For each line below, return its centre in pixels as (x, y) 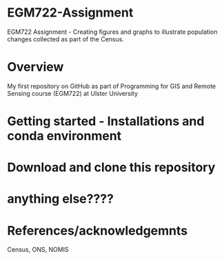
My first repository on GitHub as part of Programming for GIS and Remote (112, 86)
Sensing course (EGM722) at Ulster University (73, 93)
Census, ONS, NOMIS (38, 250)
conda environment (64, 136)
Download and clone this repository (111, 168)
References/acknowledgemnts (98, 231)
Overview (35, 67)
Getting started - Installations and (106, 121)
